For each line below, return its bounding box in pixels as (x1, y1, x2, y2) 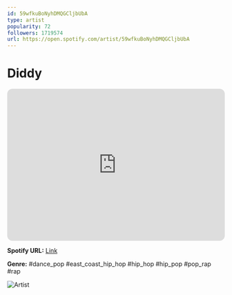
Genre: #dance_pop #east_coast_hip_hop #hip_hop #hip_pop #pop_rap (7, 260, 212, 268)
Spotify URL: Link (7, 247, 58, 255)
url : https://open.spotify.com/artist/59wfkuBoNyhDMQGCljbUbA (7, 36, 190, 43)
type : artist (7, 17, 45, 23)
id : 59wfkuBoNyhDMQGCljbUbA (7, 10, 88, 17)
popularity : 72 (7, 23, 51, 30)
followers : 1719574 (7, 29, 64, 37)
